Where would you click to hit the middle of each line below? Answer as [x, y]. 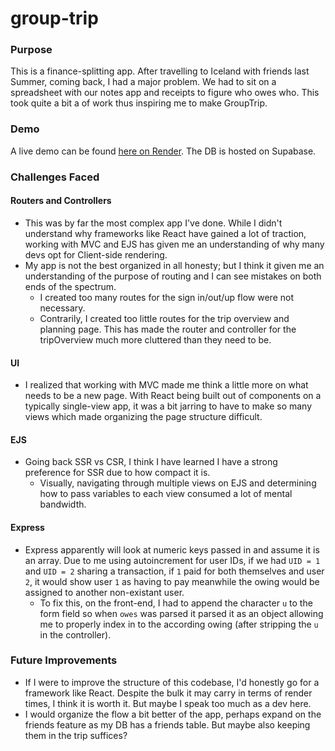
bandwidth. [63, 504]
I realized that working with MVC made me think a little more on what [166, 385]
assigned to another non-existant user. [104, 592]
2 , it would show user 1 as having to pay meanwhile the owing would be [172, 581]
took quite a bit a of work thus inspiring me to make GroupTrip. [139, 103]
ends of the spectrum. [70, 286]
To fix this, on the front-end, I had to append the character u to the [176, 603]
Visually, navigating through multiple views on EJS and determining [178, 483]
